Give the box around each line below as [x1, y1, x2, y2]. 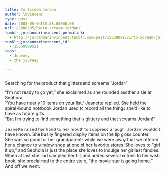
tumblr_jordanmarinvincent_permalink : [5, 30, 85, 35]
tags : [5, 48, 16, 53]
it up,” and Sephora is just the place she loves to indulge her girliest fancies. [5, 147, 160, 153]
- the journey [9, 58, 39, 63]
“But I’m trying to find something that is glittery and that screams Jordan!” [5, 116, 156, 122]
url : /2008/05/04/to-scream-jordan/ [5, 26, 81, 31]
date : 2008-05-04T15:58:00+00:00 [5, 21, 74, 26]
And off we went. [5, 163, 41, 169]
